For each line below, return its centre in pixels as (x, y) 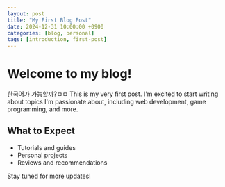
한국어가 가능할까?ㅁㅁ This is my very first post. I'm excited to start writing (113, 94)
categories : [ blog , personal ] (51, 33)
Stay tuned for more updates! (49, 176)
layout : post (26, 14)
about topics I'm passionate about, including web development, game (107, 102)
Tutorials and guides (47, 147)
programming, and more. (43, 109)
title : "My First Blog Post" (49, 20)
